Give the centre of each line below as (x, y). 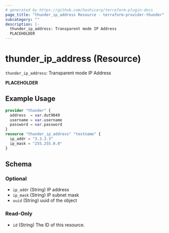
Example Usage (30, 99)
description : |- (22, 24)
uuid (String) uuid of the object (45, 200)
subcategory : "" (22, 19)
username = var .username (36, 120)
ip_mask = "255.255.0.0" (36, 143)
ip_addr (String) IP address (41, 190)
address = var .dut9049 (35, 115)
